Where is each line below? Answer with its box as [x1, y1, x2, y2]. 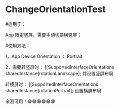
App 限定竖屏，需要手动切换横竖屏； [5, 31, 82, 38]
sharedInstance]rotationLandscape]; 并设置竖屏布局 [5, 70, 114, 77]
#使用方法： [5, 42, 30, 49]
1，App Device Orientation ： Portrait [5, 53, 83, 59]
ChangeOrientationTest [5, 4, 106, 15]
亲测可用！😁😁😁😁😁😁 [5, 98, 56, 104]
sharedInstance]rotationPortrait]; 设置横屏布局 [5, 87, 102, 93]
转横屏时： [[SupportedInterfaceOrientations [5, 81, 99, 87]
